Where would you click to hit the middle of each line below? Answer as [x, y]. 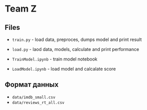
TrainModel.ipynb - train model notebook [55, 59]
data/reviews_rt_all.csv [38, 102]
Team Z [21, 9]
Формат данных [32, 85]
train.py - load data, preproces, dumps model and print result [77, 39]
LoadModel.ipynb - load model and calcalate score [64, 69]
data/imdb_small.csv [34, 97]
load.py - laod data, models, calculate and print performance [76, 49]
